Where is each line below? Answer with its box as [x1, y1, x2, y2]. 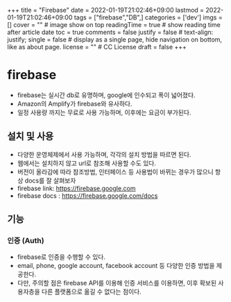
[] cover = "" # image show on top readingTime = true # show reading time [7, 21, 221, 28]
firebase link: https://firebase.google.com [17, 184, 136, 192]
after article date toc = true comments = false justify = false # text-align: [7, 28, 214, 36]
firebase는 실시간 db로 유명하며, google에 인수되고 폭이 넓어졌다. [17, 90, 196, 99]
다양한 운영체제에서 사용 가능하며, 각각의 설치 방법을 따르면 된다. [17, 150, 192, 158]
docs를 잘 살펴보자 [24, 176, 76, 185]
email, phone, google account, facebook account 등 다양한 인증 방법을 [17, 262, 215, 270]
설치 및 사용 [7, 131, 54, 142]
